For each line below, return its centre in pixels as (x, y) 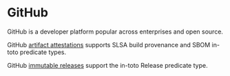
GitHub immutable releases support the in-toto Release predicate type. (107, 65)
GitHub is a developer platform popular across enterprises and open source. (115, 31)
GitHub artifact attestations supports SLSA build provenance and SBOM (109, 45)
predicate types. (43, 52)
